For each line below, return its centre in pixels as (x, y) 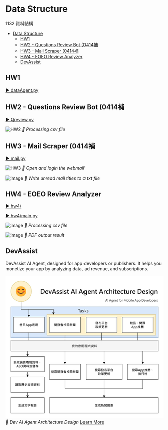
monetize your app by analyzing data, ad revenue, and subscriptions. (77, 269)
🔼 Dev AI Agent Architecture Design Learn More (55, 422)
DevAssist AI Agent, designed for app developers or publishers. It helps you (83, 263)
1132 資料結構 (19, 23)
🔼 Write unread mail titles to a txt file (62, 178)
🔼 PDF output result (45, 235)
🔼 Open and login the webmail (53, 168)
